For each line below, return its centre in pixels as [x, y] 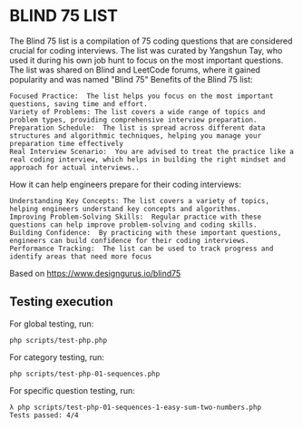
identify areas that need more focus [81, 256]
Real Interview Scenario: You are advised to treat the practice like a [152, 151]
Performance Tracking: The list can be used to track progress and [142, 249]
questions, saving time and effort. [78, 104]
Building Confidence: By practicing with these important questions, [146, 232]
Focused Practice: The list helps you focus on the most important [142, 96]
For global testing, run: [52, 324]
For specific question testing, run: [72, 390]
